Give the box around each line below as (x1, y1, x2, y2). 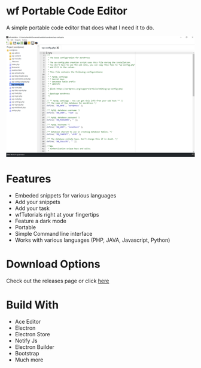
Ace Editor (14, 318, 41, 325)
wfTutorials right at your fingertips (14, 211, 99, 218)
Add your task (14, 205, 50, 212)
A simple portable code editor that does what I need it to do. (6, 24, 154, 31)
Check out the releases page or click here (6, 277, 109, 284)
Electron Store (14, 330, 51, 337)
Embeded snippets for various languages (14, 191, 117, 199)
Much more (14, 356, 44, 363)
